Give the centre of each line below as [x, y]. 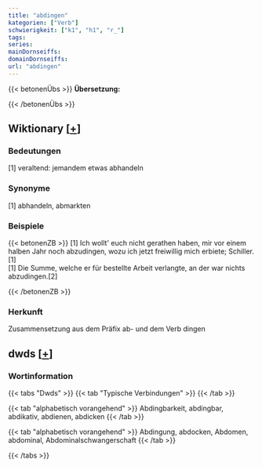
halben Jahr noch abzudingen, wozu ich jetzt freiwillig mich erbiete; [118, 251]
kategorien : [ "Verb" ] [44, 23]
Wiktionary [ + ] [44, 129]
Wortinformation [40, 376]
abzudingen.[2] [33, 276]
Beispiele [26, 226]
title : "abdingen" [38, 15]
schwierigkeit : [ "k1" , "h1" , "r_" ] [66, 30]
